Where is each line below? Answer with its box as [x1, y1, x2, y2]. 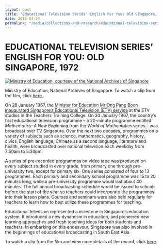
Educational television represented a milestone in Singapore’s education [5, 209, 149, 215]
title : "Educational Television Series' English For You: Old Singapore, [5, 12, 158, 17]
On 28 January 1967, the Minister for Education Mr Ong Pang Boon [5, 102, 138, 108]
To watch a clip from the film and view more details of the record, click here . [5, 239, 158, 245]
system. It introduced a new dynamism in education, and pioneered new [5, 214, 149, 220]
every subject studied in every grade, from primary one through [5, 163, 132, 169]
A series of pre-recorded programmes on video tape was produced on [5, 158, 146, 164]
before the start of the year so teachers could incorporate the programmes [5, 189, 155, 195]
